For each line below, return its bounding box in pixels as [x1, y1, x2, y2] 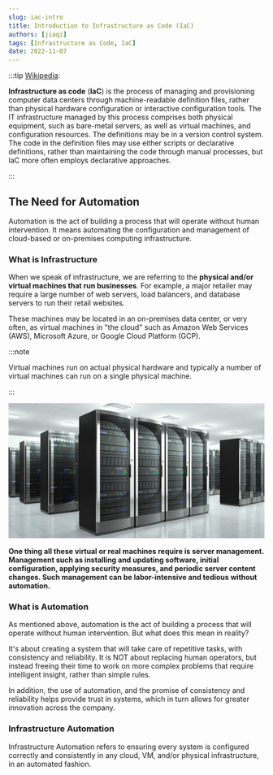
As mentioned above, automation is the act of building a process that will [8, 620, 252, 630]
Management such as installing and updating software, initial [8, 555, 219, 565]
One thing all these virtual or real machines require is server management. [8, 547, 264, 556]
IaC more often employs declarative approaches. [8, 155, 172, 166]
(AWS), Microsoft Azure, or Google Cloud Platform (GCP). [8, 331, 201, 341]
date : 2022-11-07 [8, 47, 67, 56]
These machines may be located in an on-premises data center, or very [8, 314, 248, 324]
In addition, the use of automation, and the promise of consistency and [8, 686, 245, 695]
